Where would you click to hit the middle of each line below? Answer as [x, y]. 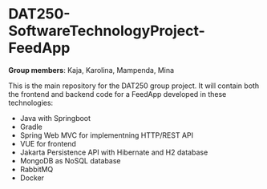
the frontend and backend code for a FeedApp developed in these [117, 94]
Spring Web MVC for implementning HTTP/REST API [107, 135]
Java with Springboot [55, 118]
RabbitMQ [36, 169]
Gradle [31, 127]
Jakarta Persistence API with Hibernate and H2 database [114, 152]
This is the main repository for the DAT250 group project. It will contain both [134, 86]
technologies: [31, 103]
